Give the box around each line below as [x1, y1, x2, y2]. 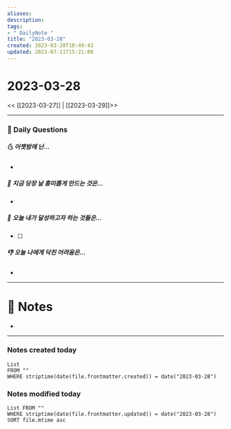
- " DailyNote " [7, 29, 54, 37]
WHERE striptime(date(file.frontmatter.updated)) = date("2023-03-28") [7, 411, 217, 418]
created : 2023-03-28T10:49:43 [7, 42, 94, 49]
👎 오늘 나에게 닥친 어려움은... [7, 248, 86, 257]
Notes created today [7, 346, 77, 355]
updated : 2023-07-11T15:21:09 [7, 49, 94, 56]
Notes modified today [7, 389, 81, 399]
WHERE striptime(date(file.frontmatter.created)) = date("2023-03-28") [7, 373, 217, 380]
